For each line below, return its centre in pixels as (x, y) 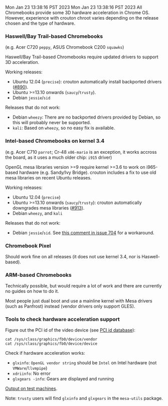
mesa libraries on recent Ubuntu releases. (48, 177)
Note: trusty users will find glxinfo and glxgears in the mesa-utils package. (84, 398)
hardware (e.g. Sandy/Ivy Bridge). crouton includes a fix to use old (88, 172)
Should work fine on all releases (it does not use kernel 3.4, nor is (73, 256)
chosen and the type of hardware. (40, 23)
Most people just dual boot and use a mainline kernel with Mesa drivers (79, 301)
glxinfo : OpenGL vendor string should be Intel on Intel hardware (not (85, 363)
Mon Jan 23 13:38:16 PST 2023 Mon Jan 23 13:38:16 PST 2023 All (74, 7)
